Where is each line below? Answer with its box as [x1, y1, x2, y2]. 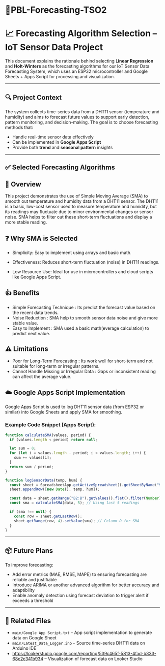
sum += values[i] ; [14, 455, 52, 460]
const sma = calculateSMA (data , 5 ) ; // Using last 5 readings [9, 501, 139, 506]
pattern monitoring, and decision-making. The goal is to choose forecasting [5, 119, 158, 125]
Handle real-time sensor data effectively [12, 134, 94, 140]
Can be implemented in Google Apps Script [12, 139, 102, 145]
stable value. [12, 320, 38, 326]
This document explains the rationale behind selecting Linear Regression [5, 58, 154, 64]
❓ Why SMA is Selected [5, 234, 78, 243]
